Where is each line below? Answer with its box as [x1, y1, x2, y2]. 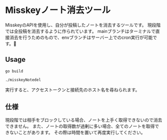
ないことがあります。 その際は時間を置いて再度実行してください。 [9, 129, 146, 135]
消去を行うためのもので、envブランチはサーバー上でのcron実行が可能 [9, 34, 153, 40]
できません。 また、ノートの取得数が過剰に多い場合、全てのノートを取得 [5, 123, 155, 129]
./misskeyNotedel [5, 77, 41, 82]
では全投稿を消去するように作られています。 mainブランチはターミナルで [5, 28, 156, 34]
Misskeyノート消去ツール [5, 4, 111, 16]
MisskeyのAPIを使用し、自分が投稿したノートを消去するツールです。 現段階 [5, 22, 161, 28]
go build [5, 68, 23, 74]
